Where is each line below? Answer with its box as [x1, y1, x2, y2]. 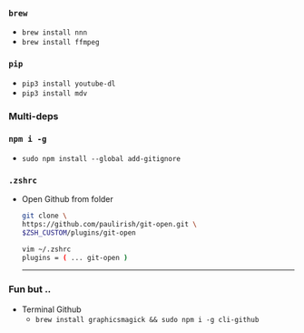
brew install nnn [21, 28, 88, 37]
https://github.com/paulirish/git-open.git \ [21, 219, 197, 228]
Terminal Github [21, 304, 83, 315]
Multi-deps [8, 109, 59, 122]
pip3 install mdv [21, 88, 88, 98]
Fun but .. [8, 283, 52, 296]
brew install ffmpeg [21, 38, 100, 47]
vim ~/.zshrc [21, 245, 72, 254]
